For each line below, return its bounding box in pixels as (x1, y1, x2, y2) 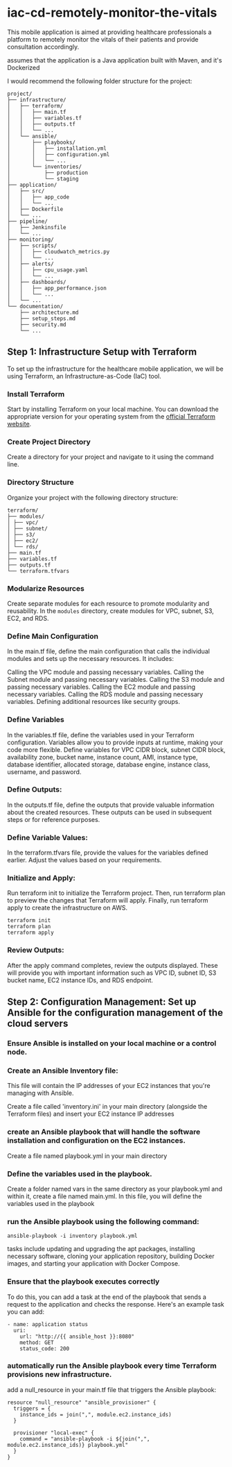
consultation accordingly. (7, 42, 80, 51)
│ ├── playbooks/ (7, 139, 76, 146)
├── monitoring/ (7, 236, 54, 243)
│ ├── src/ (7, 187, 45, 194)
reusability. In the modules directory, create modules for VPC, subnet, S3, (7, 606, 215, 615)
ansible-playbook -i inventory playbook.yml (7, 1232, 138, 1240)
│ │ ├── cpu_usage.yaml (7, 266, 89, 274)
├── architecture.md (19, 309, 79, 316)
